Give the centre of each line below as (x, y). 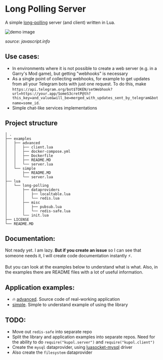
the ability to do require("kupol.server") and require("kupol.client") (83, 342)
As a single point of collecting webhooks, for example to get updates (81, 78)
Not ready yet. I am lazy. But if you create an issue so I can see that (73, 250)
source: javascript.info (27, 41)
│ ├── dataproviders (32, 190)
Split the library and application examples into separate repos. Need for (84, 337)
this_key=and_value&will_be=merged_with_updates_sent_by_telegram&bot (85, 98)
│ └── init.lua (27, 215)
